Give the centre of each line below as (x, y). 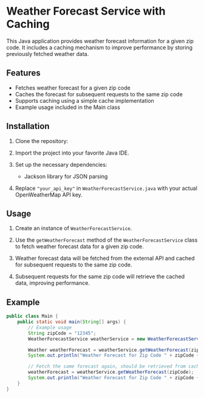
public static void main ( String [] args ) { (72, 322)
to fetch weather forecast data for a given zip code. (79, 246)
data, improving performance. (52, 283)
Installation (28, 126)
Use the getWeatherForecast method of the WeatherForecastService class (106, 240)
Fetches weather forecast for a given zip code (73, 88)
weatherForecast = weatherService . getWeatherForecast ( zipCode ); (111, 372)
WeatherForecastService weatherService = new (87, 339)
